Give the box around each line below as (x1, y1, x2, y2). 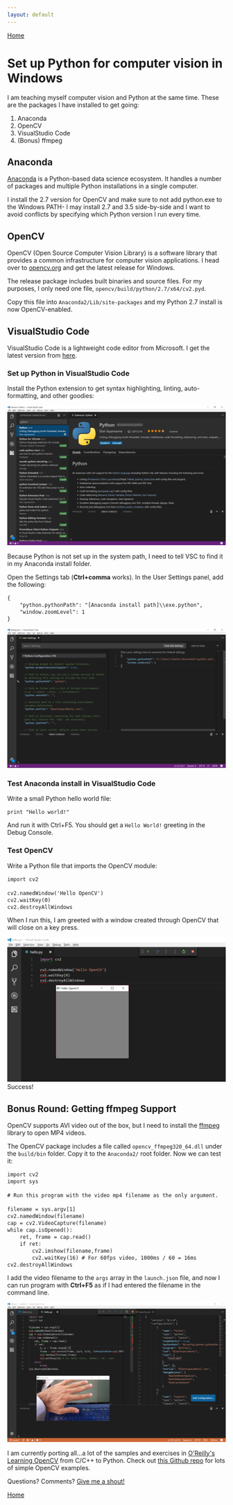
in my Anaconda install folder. (7, 560, 92, 568)
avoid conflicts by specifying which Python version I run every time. (7, 210, 201, 219)
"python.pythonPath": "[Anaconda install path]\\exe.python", (19, 601, 203, 609)
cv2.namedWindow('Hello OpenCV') (7, 890, 104, 897)
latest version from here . (7, 351, 78, 359)
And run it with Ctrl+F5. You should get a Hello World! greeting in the (7, 821, 206, 829)
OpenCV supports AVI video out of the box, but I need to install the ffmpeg (7, 1122, 220, 1130)
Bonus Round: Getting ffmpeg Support (7, 1103, 177, 1115)
